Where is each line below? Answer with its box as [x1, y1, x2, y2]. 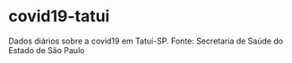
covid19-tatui [8, 6, 110, 27]
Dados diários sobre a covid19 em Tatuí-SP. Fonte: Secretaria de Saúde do [8, 35, 284, 46]
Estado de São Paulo [8, 44, 85, 55]
